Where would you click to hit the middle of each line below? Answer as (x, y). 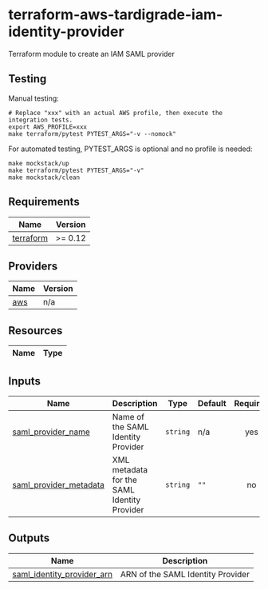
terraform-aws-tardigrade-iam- (116, 15)
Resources (35, 331)
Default (212, 403)
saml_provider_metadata (59, 485)
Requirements (44, 202)
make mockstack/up (39, 163)
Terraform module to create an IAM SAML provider (92, 54)
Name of (128, 417)
